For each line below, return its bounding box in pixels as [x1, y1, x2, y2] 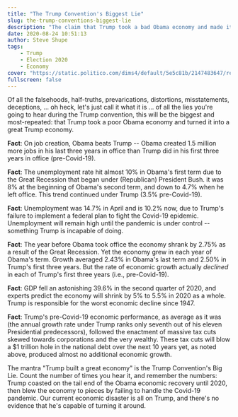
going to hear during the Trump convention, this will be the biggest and [7, 110, 215, 119]
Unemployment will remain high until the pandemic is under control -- [7, 219, 210, 228]
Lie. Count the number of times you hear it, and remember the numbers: [7, 372, 217, 380]
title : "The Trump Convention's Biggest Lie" [7, 10, 144, 18]
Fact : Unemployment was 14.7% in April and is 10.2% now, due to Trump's [7, 204, 225, 213]
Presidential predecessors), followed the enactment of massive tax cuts [7, 328, 217, 336]
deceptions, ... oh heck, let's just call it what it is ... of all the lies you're [7, 103, 213, 112]
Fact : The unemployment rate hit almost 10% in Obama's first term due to [7, 168, 222, 177]
